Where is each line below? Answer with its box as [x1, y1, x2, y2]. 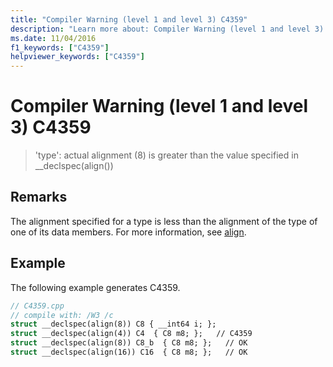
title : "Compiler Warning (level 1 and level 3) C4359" [10, 14, 248, 25]
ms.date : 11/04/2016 [10, 33, 97, 43]
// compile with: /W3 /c [10, 310, 114, 320]
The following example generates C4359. [10, 281, 181, 293]
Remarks [10, 189, 68, 206]
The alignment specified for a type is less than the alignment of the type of [10, 215, 318, 227]
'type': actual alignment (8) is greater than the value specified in [34, 149, 299, 161]
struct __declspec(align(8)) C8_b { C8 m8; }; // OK [10, 338, 248, 348]
